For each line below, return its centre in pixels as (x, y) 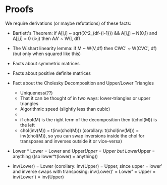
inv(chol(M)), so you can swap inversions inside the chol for (82, 135)
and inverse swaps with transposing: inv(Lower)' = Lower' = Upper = (84, 171)
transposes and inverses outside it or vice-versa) (71, 141)
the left (27, 125)
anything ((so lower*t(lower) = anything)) (55, 156)
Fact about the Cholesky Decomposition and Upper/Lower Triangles (83, 83)
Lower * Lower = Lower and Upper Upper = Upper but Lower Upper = (84, 151)
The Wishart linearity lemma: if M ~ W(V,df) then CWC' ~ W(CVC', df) (85, 48)
